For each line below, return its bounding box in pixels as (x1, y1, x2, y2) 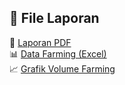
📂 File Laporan (9, 10, 100, 27)
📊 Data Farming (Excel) (9, 47, 107, 60)
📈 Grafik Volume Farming (9, 62, 116, 75)
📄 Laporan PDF (9, 36, 72, 48)
